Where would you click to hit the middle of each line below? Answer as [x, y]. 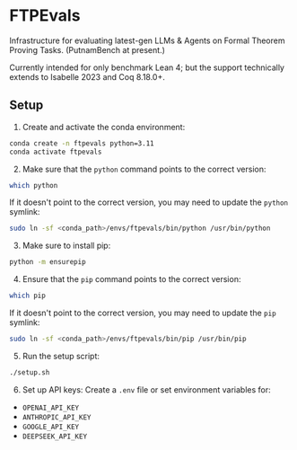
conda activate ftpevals [56, 152]
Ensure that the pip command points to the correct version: [131, 279]
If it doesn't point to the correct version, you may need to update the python [149, 202]
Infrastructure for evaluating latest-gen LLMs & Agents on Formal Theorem [147, 40]
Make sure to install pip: [66, 246]
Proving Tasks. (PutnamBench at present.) [87, 49]
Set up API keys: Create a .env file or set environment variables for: [146, 389]
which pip [28, 296]
